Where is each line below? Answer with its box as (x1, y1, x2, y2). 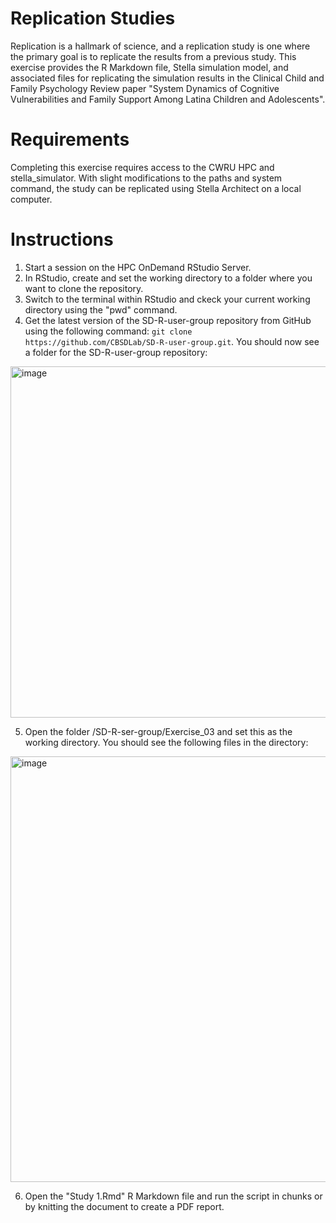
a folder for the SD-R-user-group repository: (24, 346, 208, 358)
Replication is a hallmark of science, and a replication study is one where (10, 40, 311, 52)
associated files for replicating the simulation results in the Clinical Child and (10, 72, 325, 84)
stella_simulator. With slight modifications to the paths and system (10, 172, 283, 184)
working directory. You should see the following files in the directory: (24, 736, 309, 748)
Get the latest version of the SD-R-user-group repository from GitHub (24, 314, 312, 326)
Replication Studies (10, 7, 176, 30)
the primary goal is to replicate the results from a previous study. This (10, 50, 297, 62)
